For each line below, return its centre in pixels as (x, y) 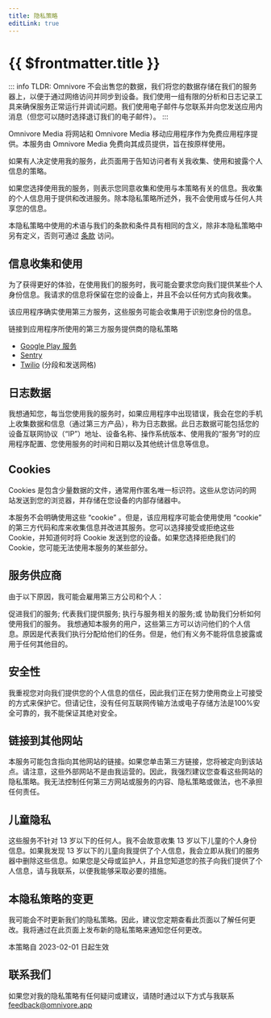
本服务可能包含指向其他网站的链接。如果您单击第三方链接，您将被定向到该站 (135, 761)
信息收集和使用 (46, 263)
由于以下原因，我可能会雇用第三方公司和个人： (86, 596)
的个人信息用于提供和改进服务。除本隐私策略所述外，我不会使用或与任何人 (132, 198)
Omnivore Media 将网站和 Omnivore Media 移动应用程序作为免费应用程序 (130, 134)
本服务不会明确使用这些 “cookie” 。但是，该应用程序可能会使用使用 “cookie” (135, 517)
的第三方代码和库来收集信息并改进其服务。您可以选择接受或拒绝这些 (121, 527)
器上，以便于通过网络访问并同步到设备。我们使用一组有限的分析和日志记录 (132, 97)
